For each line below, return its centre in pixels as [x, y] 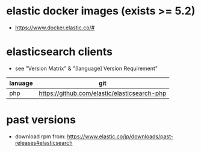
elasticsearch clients [60, 52]
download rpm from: [40, 136]
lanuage [21, 83]
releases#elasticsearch [44, 142]
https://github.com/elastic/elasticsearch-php [103, 93]
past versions [41, 120]
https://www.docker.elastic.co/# [55, 28]
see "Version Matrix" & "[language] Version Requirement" [86, 68]
